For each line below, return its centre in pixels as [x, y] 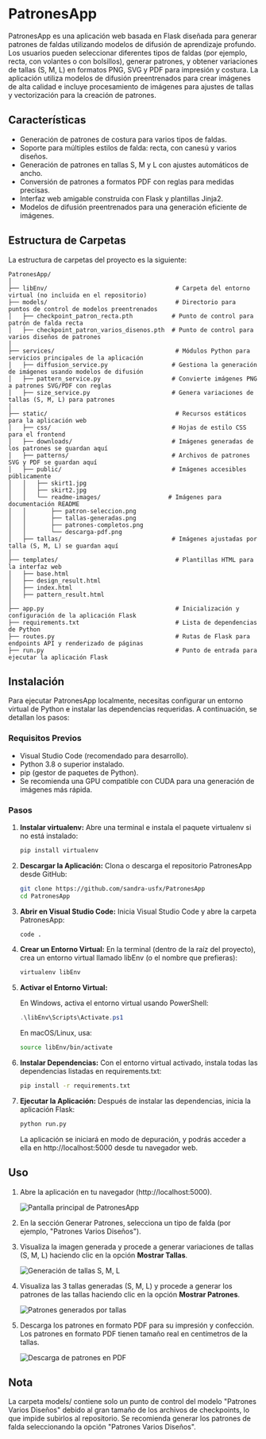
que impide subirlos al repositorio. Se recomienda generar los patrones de [130, 1418]
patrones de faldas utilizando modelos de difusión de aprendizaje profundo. [132, 44]
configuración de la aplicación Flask [72, 615]
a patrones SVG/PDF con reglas [60, 386]
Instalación [37, 681]
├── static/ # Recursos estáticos [127, 413]
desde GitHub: [43, 874]
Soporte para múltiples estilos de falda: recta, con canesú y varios [128, 147]
